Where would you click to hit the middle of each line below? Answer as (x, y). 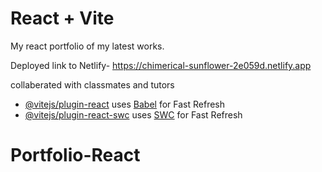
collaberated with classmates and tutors (92, 84)
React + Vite (62, 18)
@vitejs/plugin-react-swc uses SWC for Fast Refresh (133, 114)
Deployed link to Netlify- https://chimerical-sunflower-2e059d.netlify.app (161, 65)
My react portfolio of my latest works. (87, 46)
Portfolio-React (75, 155)
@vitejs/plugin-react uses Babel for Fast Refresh (125, 104)
